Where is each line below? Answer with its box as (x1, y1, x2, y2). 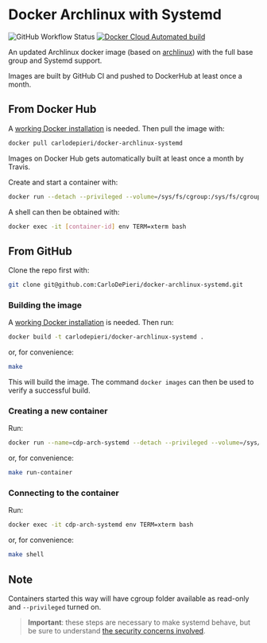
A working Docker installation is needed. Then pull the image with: (8, 123, 225, 133)
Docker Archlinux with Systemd (8, 6, 222, 24)
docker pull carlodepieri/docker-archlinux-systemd (8, 139, 183, 147)
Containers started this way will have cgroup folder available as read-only (8, 594, 250, 603)
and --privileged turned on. (8, 602, 102, 612)
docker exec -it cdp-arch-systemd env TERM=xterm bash (8, 521, 194, 529)
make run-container (8, 469, 73, 477)
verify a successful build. (8, 385, 91, 395)
